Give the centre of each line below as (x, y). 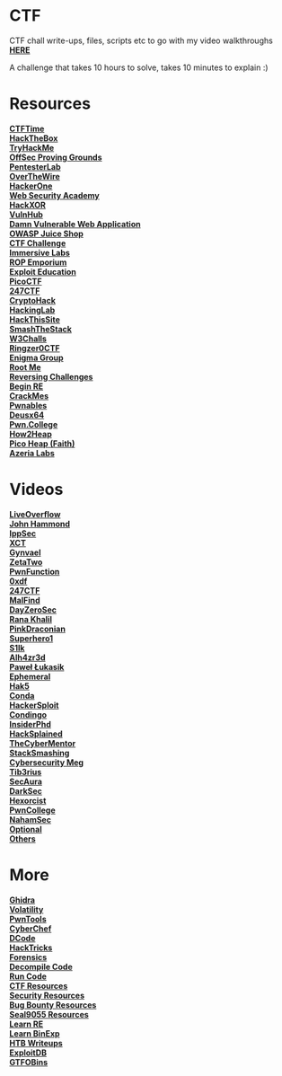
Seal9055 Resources (49, 1014)
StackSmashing (40, 753)
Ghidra (22, 900)
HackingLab (32, 310)
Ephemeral (30, 676)
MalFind (25, 600)
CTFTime (27, 128)
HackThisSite (35, 319)
